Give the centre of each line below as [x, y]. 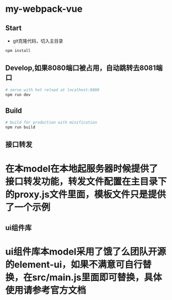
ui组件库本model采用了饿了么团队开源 [86, 252]
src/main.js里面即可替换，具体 [97, 278]
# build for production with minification [51, 122]
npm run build [20, 127]
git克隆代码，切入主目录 [38, 41]
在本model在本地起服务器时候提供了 [82, 169]
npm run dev [18, 95]
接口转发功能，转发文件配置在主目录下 [86, 181]
